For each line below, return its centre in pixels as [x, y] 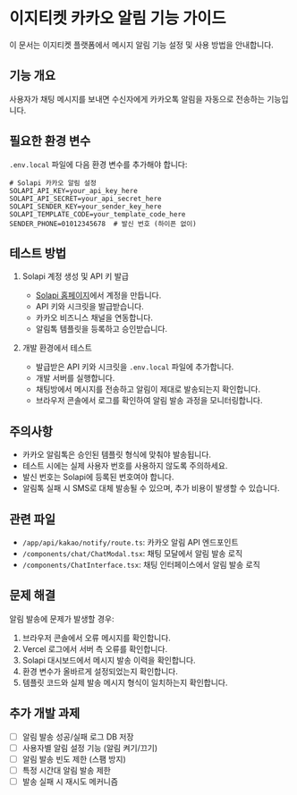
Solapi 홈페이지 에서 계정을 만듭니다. [98, 295]
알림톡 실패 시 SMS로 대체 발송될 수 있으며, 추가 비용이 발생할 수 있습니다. [151, 488]
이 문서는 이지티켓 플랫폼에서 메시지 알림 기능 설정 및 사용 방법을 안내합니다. [142, 45]
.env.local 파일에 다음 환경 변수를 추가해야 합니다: [98, 164]
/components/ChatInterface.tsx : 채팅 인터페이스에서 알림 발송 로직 [141, 565]
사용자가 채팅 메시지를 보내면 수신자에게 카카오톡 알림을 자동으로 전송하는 [137, 98]
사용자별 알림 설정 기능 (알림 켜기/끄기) [90, 748]
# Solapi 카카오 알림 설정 [53, 183]
